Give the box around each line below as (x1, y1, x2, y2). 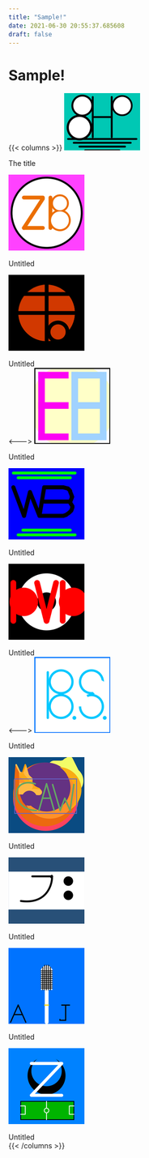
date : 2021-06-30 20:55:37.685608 (8, 21, 126, 30)
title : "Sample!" (8, 13, 67, 21)
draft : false (8, 30, 53, 38)
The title (8, 159, 36, 168)
